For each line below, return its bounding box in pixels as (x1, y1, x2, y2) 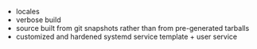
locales (15, 7, 40, 16)
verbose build (15, 15, 61, 24)
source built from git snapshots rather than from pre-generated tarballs (15, 24, 250, 32)
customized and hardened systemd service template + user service (15, 32, 238, 41)
